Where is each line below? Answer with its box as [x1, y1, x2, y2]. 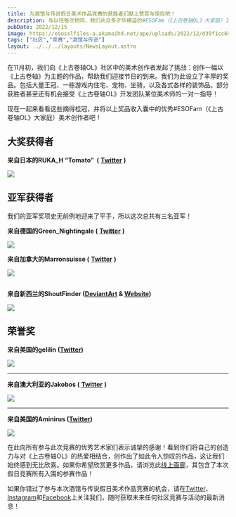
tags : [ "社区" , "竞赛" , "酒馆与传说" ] [7, 37, 105, 44]
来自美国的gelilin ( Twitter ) [7, 345, 84, 354]
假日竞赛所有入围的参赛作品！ [7, 469, 93, 478]
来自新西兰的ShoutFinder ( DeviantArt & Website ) [7, 290, 152, 298]
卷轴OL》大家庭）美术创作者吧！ [7, 113, 102, 122]
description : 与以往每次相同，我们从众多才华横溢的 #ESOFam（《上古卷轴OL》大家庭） [7, 17, 226, 24]
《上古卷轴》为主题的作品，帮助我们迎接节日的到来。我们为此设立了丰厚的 [7, 72, 223, 80]
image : [7, 30, 27, 37]
